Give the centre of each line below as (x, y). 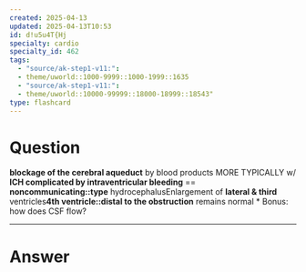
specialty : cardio (44, 43)
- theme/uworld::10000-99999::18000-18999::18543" (116, 94)
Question (45, 147)
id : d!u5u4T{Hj (38, 35)
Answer (40, 257)
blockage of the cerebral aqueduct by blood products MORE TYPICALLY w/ (153, 173)
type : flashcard (40, 102)
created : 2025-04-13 (49, 18)
